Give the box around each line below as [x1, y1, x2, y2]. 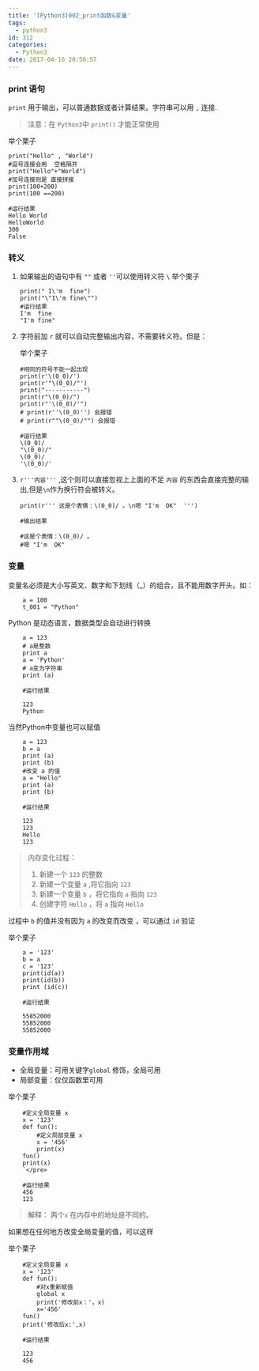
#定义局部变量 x [36, 1131, 83, 1139]
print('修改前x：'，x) [36, 1298, 105, 1307]
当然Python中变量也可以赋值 [8, 722, 101, 731]
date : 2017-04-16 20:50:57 [8, 56, 97, 64]
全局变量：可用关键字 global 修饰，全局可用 [19, 1065, 161, 1075]
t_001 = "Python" [22, 602, 80, 611]
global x [36, 1290, 66, 1298]
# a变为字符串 [22, 664, 63, 672]
